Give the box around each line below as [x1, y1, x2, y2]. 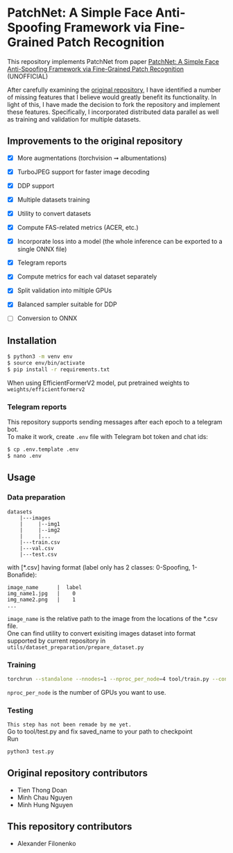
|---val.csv [19, 545, 54, 552]
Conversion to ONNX [17, 314, 78, 322]
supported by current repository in [7, 636, 106, 645]
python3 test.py [7, 748, 54, 755]
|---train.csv [19, 538, 60, 546]
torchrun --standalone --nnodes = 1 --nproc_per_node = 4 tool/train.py [7, 675, 209, 682]
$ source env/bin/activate [7, 360, 85, 367]
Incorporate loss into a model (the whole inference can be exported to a [17, 238, 223, 246]
